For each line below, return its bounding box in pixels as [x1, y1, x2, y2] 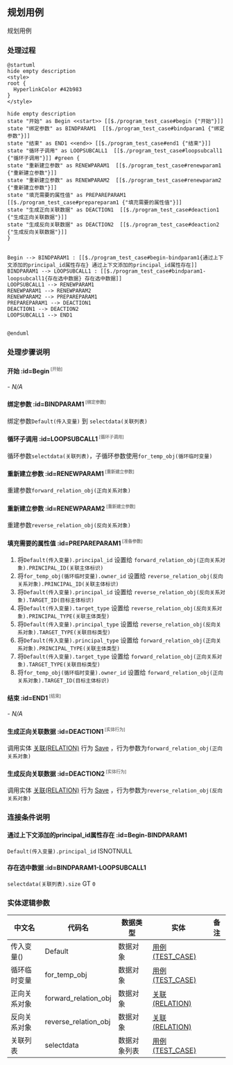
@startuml [7, 62, 36, 69]
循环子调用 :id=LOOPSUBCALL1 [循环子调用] [7, 434, 124, 443]
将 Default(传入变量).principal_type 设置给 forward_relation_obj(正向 [17, 636, 216, 645]
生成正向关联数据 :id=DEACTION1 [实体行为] [7, 726, 126, 735]
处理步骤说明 [7, 347, 51, 357]
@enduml [7, 330, 30, 337]
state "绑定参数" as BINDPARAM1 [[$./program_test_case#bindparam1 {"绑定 [7, 125, 225, 132]
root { [7, 80, 26, 87]
